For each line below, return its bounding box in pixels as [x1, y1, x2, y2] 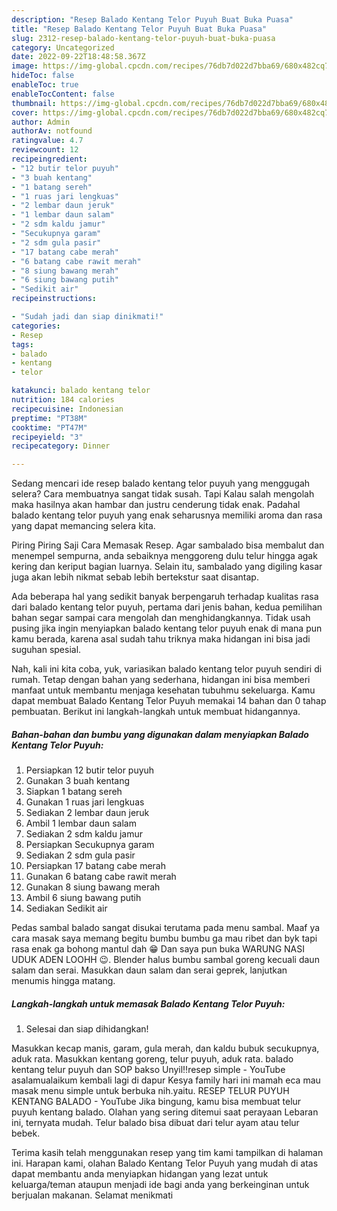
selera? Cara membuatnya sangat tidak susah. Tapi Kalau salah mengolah [11, 488, 315, 500]
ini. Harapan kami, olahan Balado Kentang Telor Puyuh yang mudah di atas [11, 1157, 319, 1170]
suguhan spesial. [11, 644, 82, 656]
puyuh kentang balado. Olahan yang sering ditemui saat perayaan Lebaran [11, 1106, 319, 1118]
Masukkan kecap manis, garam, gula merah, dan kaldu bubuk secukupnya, [11, 1042, 320, 1055]
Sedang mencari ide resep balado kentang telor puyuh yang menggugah [11, 477, 311, 490]
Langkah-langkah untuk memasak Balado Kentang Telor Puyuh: [11, 997, 286, 1010]
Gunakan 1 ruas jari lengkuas [25, 796, 145, 808]
